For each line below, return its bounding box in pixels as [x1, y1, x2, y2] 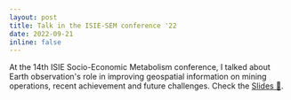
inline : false [9, 37, 62, 47]
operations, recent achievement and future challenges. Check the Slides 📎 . [9, 81, 284, 91]
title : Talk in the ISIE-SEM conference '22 [9, 21, 177, 30]
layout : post [9, 12, 58, 22]
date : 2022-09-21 [9, 29, 74, 38]
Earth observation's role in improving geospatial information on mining [9, 72, 267, 82]
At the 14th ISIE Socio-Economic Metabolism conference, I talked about [9, 62, 271, 73]
